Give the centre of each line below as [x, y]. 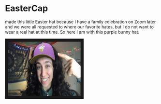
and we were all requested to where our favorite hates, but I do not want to [79, 26]
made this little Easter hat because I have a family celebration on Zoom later [80, 22]
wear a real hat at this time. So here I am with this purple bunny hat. [72, 32]
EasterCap [27, 8]
